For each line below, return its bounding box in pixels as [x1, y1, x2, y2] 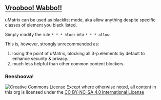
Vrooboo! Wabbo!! [5, 4, 62, 12]
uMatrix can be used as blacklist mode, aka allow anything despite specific [5, 17, 156, 22]
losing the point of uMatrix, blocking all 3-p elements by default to [12, 50, 145, 56]
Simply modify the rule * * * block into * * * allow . [5, 31, 111, 37]
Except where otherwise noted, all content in [66, 84, 156, 90]
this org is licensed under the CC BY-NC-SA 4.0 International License [5, 89, 144, 95]
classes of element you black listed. [5, 22, 77, 28]
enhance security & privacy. [12, 56, 69, 61]
